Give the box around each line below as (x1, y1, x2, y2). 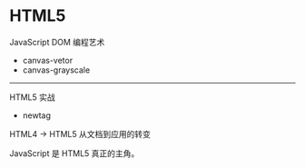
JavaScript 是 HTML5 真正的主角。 (9, 147, 140, 159)
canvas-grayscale (22, 64, 91, 75)
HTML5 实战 (9, 92, 56, 103)
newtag (22, 110, 52, 121)
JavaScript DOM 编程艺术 (9, 36, 105, 47)
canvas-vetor (22, 54, 74, 65)
